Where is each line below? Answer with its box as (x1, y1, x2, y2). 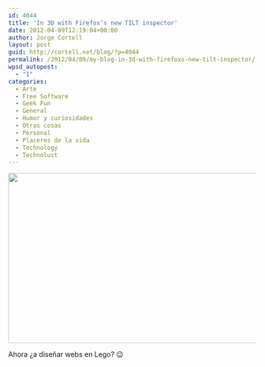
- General (15, 107, 47, 115)
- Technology (15, 144, 58, 152)
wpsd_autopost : (8, 63, 58, 71)
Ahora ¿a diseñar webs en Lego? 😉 (8, 350, 124, 359)
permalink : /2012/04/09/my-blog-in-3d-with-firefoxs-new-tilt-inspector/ (8, 56, 256, 64)
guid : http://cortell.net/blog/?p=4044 (8, 48, 140, 56)
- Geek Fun (15, 99, 51, 107)
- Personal (15, 129, 51, 137)
